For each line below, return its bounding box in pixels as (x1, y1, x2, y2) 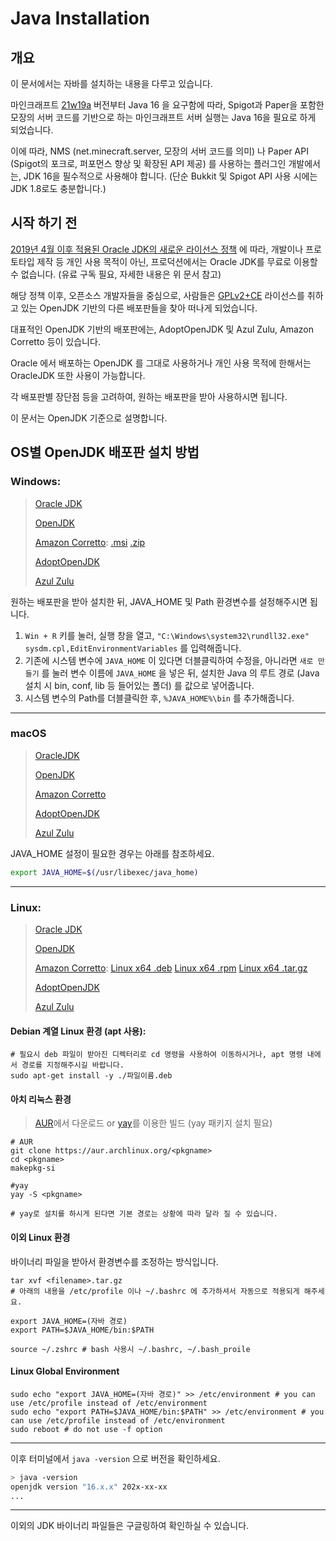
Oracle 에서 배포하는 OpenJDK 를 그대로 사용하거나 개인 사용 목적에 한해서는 (10, 357, 312, 369)
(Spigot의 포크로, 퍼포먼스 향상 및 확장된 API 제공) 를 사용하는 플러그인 (10, 158, 287, 169)
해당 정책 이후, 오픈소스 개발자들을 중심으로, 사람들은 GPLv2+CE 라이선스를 (10, 289, 305, 301)
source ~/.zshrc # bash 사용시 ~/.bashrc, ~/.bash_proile (10, 1344, 251, 1354)
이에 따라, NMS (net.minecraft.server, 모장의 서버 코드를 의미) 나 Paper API (10, 145, 309, 157)
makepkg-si (10, 1163, 56, 1174)
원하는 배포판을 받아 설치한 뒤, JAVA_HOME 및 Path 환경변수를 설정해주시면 (10, 595, 308, 607)
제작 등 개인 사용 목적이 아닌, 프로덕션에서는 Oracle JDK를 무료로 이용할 (36, 255, 318, 267)
